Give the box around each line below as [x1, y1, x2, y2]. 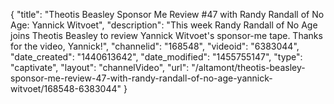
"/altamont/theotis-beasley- [191, 62, 306, 73]
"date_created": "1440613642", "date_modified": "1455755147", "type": [10, 51, 303, 63]
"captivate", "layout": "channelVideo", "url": [10, 62, 190, 73]
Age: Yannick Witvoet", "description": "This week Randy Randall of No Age [10, 19, 318, 31]
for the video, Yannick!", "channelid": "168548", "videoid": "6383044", [10, 40, 300, 52]
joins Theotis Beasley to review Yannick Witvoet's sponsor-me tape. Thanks [10, 30, 323, 41]
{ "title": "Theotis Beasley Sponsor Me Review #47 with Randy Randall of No [10, 9, 325, 20]
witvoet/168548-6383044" [10, 83, 122, 94]
